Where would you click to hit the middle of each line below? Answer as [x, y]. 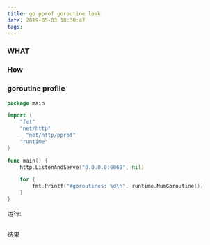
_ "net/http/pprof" [48, 135]
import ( [20, 116]
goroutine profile [36, 89]
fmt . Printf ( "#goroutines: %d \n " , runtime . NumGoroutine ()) [118, 186]
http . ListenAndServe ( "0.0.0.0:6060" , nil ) [82, 167]
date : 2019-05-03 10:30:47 [46, 20]
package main [26, 103]
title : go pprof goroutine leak [54, 14]
